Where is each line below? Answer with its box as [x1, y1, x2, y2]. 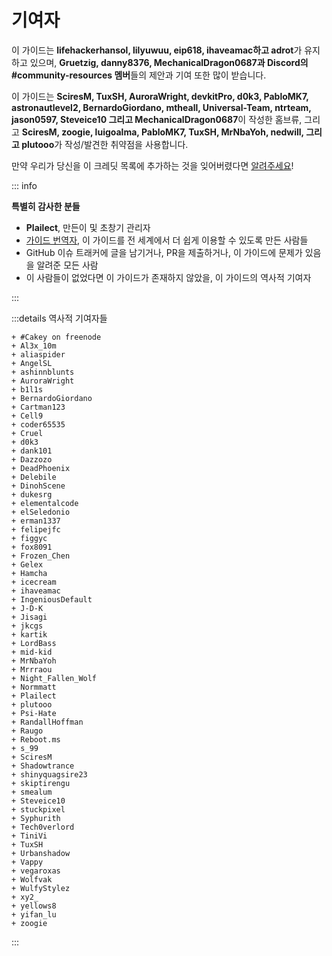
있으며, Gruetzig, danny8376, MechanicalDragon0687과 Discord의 [29, 56, 309, 68]
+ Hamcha [11, 568, 48, 578]
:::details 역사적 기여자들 [11, 312, 108, 324]
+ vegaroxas [11, 866, 61, 876]
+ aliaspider [11, 349, 66, 360]
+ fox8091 [11, 542, 53, 552]
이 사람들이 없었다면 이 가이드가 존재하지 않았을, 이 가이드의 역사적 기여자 [25, 271, 312, 283]
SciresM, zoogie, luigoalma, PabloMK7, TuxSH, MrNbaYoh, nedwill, [21, 126, 304, 138]
